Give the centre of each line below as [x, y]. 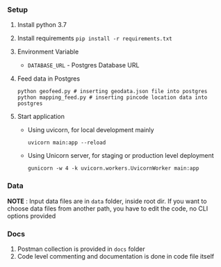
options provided [32, 216]
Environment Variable [48, 52]
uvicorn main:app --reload [67, 143]
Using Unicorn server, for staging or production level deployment [121, 156]
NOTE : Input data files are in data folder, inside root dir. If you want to [107, 201]
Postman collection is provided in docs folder [81, 249]
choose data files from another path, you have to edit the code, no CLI [108, 208]
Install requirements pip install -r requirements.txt [95, 38]
